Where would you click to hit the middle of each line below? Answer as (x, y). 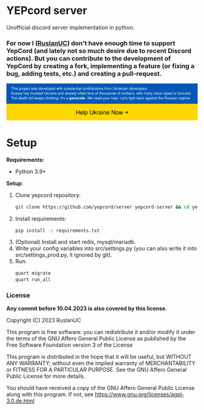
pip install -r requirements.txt (57, 231)
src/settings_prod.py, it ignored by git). (63, 255)
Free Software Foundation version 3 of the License (70, 345)
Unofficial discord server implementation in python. (70, 27)
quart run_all (33, 280)
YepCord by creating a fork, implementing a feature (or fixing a (100, 66)
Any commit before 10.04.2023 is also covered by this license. (87, 308)
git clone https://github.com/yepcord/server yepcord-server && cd (102, 207)
